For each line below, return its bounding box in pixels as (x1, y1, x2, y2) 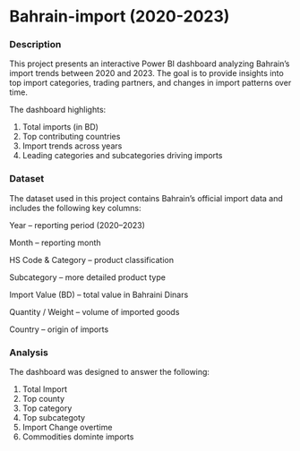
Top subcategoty (21, 413, 86, 423)
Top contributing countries (21, 132, 121, 142)
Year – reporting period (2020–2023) (9, 219, 146, 230)
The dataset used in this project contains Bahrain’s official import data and (9, 192, 284, 203)
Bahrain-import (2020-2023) (9, 6, 230, 27)
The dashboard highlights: (9, 105, 107, 115)
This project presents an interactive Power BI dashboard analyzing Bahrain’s (9, 58, 290, 69)
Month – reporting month (9, 237, 101, 248)
